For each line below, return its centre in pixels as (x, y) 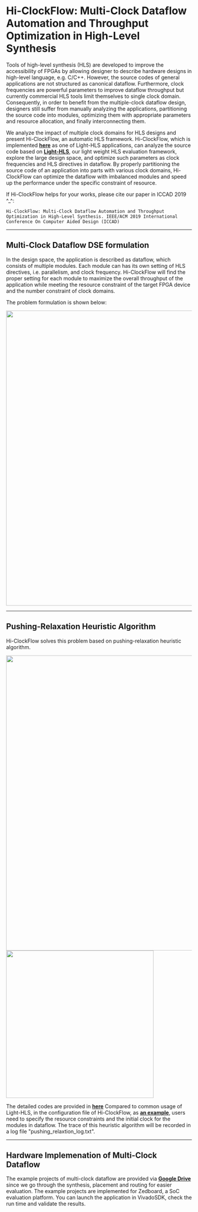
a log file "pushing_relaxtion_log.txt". (51, 1131)
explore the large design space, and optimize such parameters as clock (93, 158)
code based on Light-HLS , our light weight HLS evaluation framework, (91, 151)
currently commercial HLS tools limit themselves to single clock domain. (93, 96)
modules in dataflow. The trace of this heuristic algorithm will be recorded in (99, 1125)
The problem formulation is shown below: (57, 302)
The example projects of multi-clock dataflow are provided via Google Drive (99, 1179)
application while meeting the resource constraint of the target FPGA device (98, 284)
